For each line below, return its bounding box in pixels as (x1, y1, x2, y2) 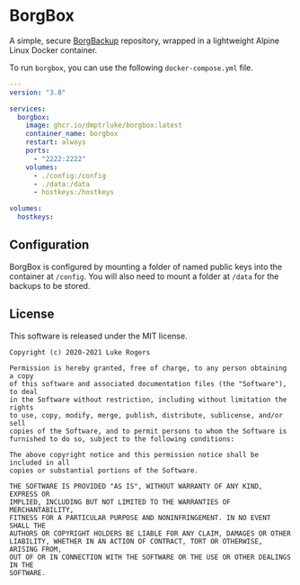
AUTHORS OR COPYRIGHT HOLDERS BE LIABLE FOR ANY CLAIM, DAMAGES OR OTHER (9, 528, 292, 538)
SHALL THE (9, 521, 47, 530)
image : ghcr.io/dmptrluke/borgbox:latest (25, 121, 182, 130)
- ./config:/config (32, 171, 106, 180)
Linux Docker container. (9, 44, 98, 55)
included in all (9, 458, 70, 467)
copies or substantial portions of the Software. (9, 465, 199, 475)
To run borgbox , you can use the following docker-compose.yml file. (9, 62, 253, 73)
